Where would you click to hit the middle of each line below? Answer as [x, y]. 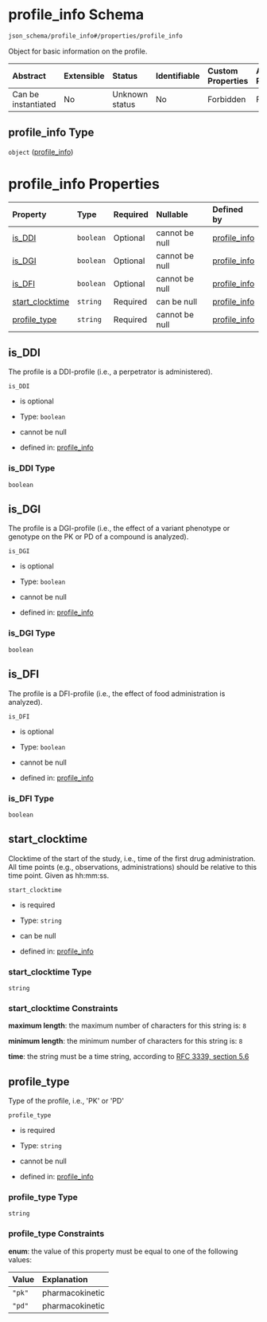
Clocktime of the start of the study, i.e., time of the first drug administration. [132, 858]
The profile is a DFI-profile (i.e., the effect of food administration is [117, 693]
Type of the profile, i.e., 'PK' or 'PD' [66, 1101]
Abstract [29, 76]
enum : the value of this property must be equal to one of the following [123, 1251]
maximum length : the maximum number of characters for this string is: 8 [127, 1025]
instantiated [34, 104]
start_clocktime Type [50, 972]
